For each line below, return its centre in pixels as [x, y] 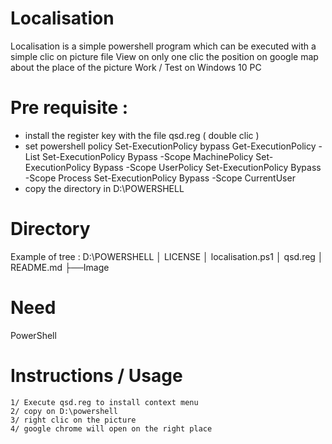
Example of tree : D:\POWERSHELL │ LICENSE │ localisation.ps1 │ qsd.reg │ [167, 256]
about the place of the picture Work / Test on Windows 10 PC [136, 67]
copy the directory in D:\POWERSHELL [104, 188]
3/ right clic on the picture [73, 420]
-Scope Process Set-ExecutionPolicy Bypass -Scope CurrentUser [160, 178]
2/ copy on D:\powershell [64, 411]
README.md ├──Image [60, 267]
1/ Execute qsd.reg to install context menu [104, 402]
